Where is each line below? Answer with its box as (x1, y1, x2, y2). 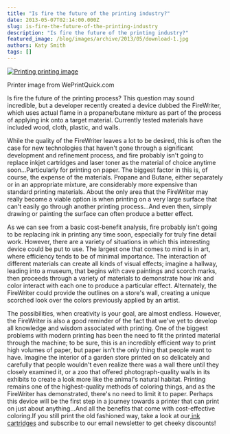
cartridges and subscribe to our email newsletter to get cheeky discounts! (7, 419, 216, 427)
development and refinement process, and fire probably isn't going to (7, 151, 204, 159)
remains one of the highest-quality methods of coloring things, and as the (7, 382, 216, 391)
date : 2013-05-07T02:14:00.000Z (7, 17, 100, 23)
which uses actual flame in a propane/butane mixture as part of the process (7, 108, 222, 117)
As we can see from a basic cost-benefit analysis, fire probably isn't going (7, 223, 218, 231)
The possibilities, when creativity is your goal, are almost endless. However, (7, 309, 222, 317)
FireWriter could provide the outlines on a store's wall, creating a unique (7, 288, 211, 296)
